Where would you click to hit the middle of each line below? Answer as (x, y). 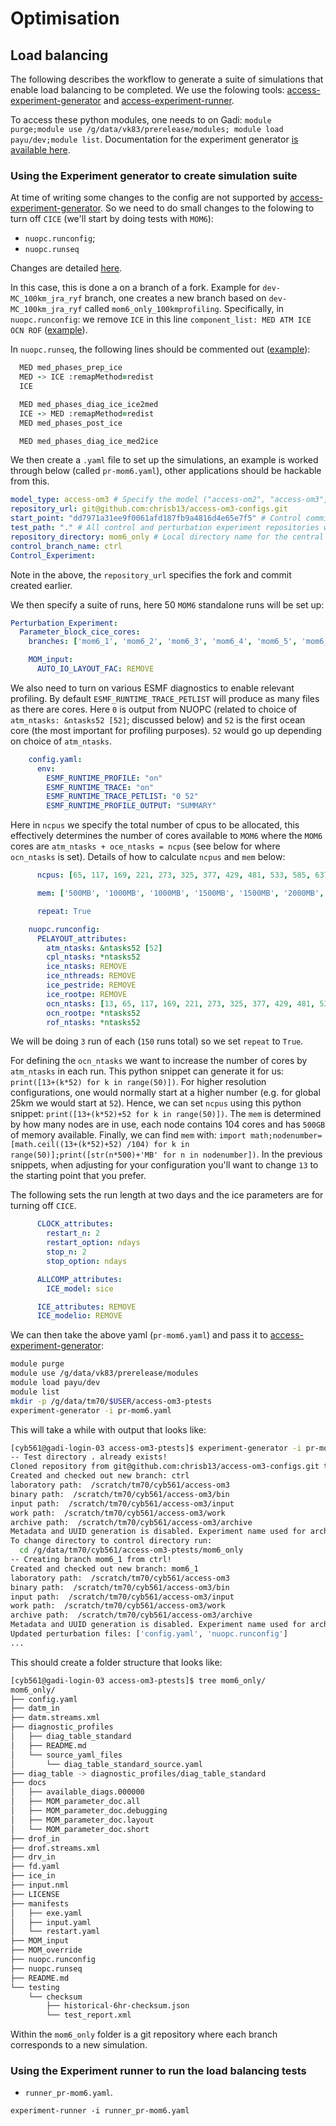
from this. (30, 481)
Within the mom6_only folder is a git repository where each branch (144, 2034)
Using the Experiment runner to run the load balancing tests (158, 2071)
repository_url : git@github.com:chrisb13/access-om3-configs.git (149, 509)
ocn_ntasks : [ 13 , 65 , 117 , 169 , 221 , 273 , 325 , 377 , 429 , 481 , (181, 1003)
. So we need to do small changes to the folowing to (207, 208)
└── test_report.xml (89, 2015)
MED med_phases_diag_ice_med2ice (89, 441)
